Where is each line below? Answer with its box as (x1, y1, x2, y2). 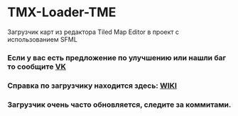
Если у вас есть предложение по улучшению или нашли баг (7, 52, 227, 62)
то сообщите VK (7, 62, 66, 71)
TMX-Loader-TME (7, 4, 117, 21)
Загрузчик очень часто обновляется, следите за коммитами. (7, 100, 232, 110)
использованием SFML (7, 35, 78, 43)
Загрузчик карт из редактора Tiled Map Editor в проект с (7, 28, 180, 36)
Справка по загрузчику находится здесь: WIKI (7, 81, 178, 91)
